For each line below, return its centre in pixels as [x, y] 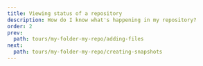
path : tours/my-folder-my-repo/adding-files [79, 39]
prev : [15, 33]
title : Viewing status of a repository [65, 13]
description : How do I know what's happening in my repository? [102, 20]
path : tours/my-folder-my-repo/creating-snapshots [88, 52]
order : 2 [20, 26]
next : [15, 45]
